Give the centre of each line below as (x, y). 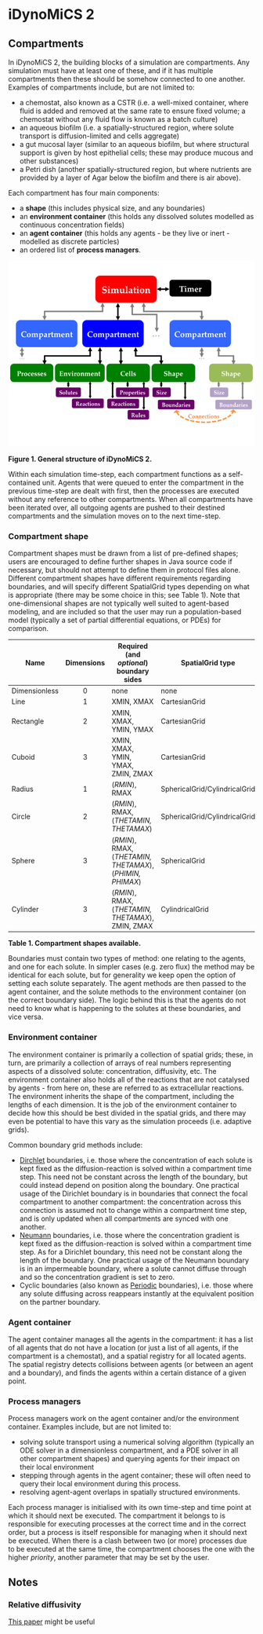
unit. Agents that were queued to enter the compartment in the (143, 482)
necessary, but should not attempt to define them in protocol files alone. (124, 570)
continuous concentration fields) (72, 225)
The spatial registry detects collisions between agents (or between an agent (131, 1364)
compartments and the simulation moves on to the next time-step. (115, 516)
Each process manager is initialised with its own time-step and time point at (130, 1508)
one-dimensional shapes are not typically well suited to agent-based (119, 603)
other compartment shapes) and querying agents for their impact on (130, 1459)
